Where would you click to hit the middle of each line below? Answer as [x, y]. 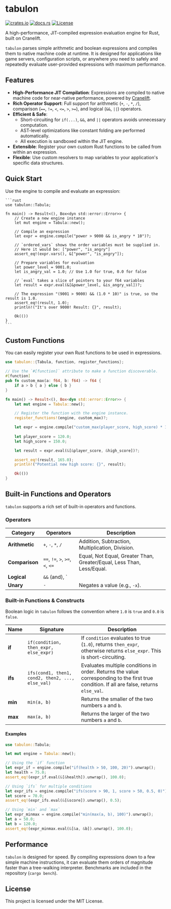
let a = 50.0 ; [20, 819]
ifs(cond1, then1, [50, 673]
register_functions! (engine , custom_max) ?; [61, 418]
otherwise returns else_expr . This [121, 651]
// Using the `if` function [35, 763]
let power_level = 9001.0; [43, 267]
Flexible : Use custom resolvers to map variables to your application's [85, 157]
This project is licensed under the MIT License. [54, 901]
